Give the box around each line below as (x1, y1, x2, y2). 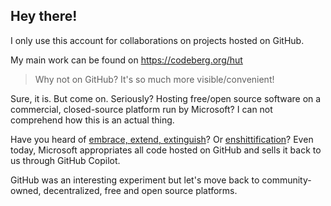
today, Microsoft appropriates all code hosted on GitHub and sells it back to (10, 144, 322, 156)
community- (261, 174, 312, 186)
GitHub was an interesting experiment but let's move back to (10, 174, 260, 186)
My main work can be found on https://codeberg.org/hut (10, 54, 243, 66)
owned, (10, 184, 42, 196)
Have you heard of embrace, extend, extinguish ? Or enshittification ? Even (10, 133, 314, 145)
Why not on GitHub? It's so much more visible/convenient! (34, 73, 275, 85)
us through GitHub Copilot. (10, 154, 121, 166)
